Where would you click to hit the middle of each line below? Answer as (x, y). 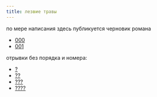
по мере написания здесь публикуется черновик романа (78, 28)
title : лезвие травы (32, 12)
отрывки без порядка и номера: (47, 57)
